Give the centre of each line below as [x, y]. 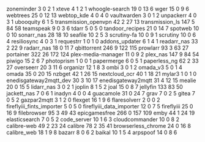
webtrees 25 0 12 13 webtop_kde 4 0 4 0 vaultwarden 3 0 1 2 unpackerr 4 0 [102, 15]
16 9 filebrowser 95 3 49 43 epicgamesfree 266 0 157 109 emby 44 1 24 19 [101, 113]
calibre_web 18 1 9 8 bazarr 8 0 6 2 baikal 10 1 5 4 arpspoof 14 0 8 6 [92, 132]
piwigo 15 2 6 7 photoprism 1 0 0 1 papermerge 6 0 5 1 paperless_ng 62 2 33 [102, 61]
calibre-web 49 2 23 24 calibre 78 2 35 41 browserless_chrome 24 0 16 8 [99, 126]
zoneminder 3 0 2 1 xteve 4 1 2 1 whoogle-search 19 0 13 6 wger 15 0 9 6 [98, 9]
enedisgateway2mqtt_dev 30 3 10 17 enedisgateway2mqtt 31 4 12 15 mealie [101, 80]
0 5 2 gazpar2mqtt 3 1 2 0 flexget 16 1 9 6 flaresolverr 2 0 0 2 [83, 100]
